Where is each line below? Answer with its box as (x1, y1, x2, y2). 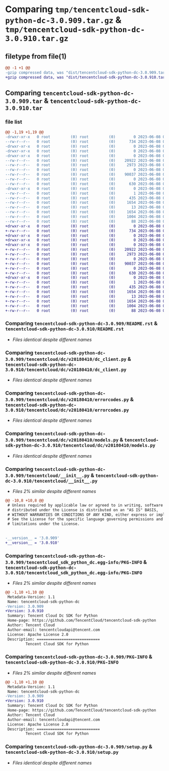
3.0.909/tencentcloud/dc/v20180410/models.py (5, 437, 119, 443)
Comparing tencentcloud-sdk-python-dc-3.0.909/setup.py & (5, 743, 152, 750)
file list (5, 118, 23, 125)
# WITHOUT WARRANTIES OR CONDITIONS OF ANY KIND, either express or (7, 512, 154, 517)
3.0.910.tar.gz (5, 34, 69, 43)
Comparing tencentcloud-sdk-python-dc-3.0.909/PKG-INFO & (5, 653, 152, 660)
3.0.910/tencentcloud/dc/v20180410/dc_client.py (5, 367, 127, 372)
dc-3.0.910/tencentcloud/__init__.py (5, 478, 98, 484)
